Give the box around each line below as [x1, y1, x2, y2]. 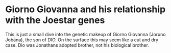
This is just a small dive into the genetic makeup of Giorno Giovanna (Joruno [5, 31, 166, 37]
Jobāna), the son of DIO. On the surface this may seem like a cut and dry [5, 37, 159, 43]
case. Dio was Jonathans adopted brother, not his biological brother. [5, 42, 149, 48]
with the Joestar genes [5, 14, 105, 26]
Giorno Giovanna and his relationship [5, 4, 166, 15]
